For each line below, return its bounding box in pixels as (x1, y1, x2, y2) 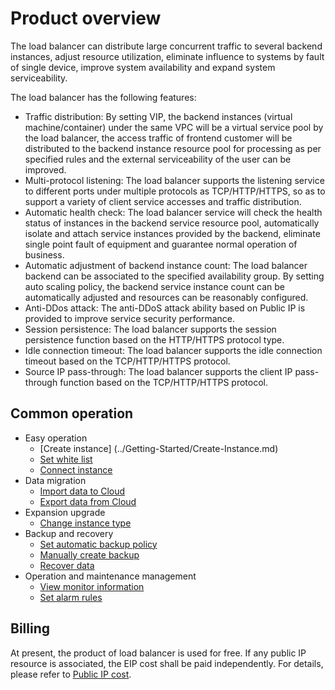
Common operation (10, 405, 134, 422)
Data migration (24, 474, 87, 486)
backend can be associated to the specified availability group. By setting (24, 270, 325, 282)
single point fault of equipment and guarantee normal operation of (24, 238, 298, 250)
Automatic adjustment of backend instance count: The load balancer (24, 259, 308, 271)
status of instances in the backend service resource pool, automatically (24, 217, 320, 229)
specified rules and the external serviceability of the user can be (24, 153, 292, 165)
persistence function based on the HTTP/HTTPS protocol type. (24, 333, 285, 346)
